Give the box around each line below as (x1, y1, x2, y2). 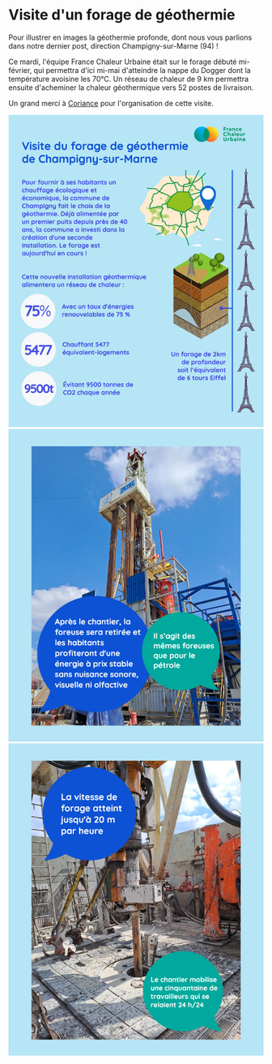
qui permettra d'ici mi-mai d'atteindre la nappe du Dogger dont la (33, 65, 251, 75)
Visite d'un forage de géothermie (8, 6, 236, 24)
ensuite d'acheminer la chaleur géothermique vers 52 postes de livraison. (8, 83, 254, 92)
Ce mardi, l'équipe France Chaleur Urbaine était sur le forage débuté (8, 57, 237, 66)
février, (8, 65, 32, 75)
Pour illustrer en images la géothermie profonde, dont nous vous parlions (8, 32, 253, 42)
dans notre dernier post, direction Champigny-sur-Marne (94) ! (8, 41, 219, 50)
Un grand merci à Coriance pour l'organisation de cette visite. (8, 98, 215, 108)
